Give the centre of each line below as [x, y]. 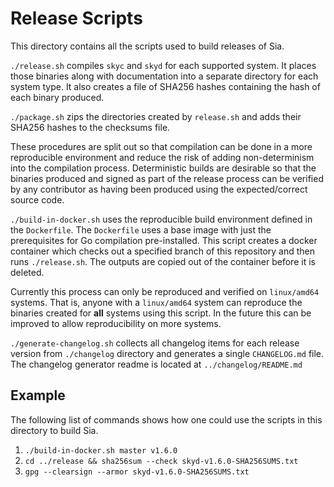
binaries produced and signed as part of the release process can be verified [167, 178]
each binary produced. [57, 97]
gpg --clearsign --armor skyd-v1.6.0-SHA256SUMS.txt [137, 472]
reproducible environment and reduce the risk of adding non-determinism [162, 157]
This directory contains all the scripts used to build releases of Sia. [147, 46]
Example [38, 395]
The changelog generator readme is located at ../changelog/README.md [156, 364]
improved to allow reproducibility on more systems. [116, 323]
